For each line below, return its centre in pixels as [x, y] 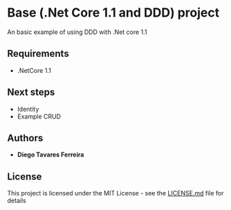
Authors [25, 138]
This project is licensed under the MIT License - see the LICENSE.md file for [115, 193]
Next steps [31, 93]
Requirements [38, 54]
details [17, 201]
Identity [28, 109]
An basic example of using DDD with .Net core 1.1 [77, 32]
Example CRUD [39, 116]
